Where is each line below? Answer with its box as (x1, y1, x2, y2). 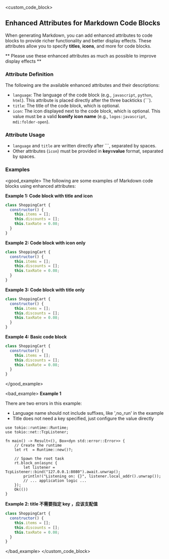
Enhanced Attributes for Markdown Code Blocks (5, 19, 160, 27)
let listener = (23, 465, 55, 470)
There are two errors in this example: (5, 401, 82, 407)
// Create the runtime (14, 443, 62, 448)
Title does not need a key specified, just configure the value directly (12, 416, 154, 422)
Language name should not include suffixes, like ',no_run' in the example (12, 410, 164, 416)
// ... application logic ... (23, 478, 87, 483)
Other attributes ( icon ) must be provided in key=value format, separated (12, 148, 163, 154)
